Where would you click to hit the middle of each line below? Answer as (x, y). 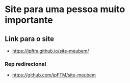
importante (29, 20)
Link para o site (30, 39)
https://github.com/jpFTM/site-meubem (54, 75)
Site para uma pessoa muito (65, 9)
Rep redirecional (25, 64)
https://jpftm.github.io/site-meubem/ (50, 51)
